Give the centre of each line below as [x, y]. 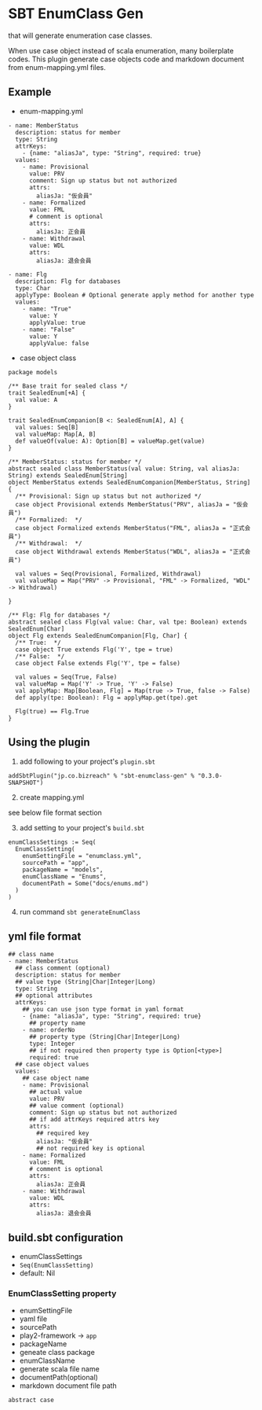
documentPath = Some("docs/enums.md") [86, 883]
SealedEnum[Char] [36, 629]
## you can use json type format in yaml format [103, 1010]
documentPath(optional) [58, 1378]
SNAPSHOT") [26, 782]
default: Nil [37, 1273]
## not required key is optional [91, 1149]
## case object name [56, 1078]
